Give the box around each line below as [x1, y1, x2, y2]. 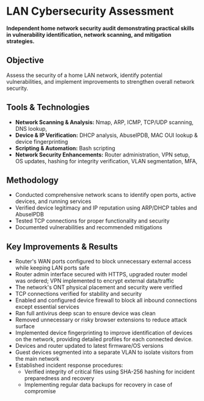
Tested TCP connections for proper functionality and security [15, 217, 170, 224]
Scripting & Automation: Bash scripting [15, 144, 115, 152]
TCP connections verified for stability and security [15, 290, 142, 298]
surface [15, 323, 35, 330]
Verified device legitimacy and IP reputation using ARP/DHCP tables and [15, 204, 197, 212]
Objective [6, 55, 45, 65]
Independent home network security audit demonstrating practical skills [6, 24, 194, 32]
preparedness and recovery [24, 375, 95, 382]
